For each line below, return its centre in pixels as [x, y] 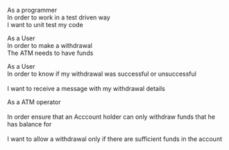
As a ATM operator [34, 102]
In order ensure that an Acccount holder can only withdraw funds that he [111, 117]
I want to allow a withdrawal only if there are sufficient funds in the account [114, 139]
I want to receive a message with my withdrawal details [86, 89]
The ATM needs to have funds [50, 53]
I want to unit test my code [45, 25]
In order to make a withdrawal [50, 45]
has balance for [29, 124]
